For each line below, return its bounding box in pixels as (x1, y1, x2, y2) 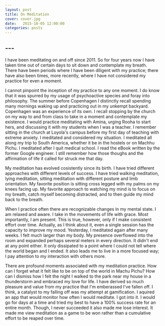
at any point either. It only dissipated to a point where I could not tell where (5, 243, 156, 249)
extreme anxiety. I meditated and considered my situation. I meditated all (5, 134, 152, 141)
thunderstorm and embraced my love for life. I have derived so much (5, 278, 144, 284)
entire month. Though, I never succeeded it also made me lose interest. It (5, 304, 153, 311)
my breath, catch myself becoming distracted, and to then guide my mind (5, 191, 154, 197)
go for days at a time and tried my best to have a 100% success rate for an (5, 299, 156, 305)
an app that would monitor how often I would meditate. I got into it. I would (5, 294, 156, 300)
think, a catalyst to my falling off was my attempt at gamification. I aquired (5, 289, 155, 295)
